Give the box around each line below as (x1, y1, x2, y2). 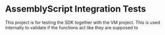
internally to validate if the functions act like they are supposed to (5, 24, 138, 30)
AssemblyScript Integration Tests (5, 3, 146, 15)
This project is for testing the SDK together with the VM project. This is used (5, 19, 161, 25)
